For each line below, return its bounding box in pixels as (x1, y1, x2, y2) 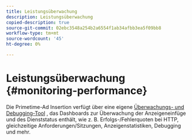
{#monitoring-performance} (6, 84, 148, 97)
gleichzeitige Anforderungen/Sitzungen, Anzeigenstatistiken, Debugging (6, 122, 181, 129)
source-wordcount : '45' (6, 36, 65, 42)
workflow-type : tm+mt (6, 30, 59, 36)
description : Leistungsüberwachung (6, 14, 93, 20)
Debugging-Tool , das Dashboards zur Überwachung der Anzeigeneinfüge (6, 110, 186, 117)
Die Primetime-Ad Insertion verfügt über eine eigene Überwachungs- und (6, 103, 184, 110)
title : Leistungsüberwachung (6, 8, 78, 15)
